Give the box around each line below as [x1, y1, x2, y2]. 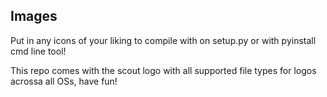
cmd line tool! [10, 45, 67, 57]
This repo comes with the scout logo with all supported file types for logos [10, 64, 317, 76]
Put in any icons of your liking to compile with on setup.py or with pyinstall [10, 34, 317, 46]
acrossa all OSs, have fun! [10, 75, 118, 87]
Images [10, 8, 58, 25]
